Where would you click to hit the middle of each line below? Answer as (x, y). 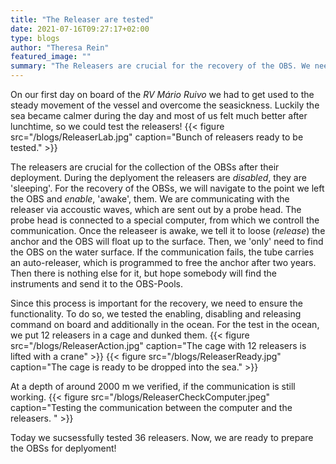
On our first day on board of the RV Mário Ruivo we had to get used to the (162, 94)
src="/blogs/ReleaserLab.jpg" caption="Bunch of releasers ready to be (157, 137)
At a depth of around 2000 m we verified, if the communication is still (153, 386)
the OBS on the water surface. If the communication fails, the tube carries (162, 252)
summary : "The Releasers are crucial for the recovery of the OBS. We (160, 66)
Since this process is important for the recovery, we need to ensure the (156, 303)
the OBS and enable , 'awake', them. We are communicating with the (150, 199)
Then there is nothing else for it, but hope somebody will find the (143, 273)
